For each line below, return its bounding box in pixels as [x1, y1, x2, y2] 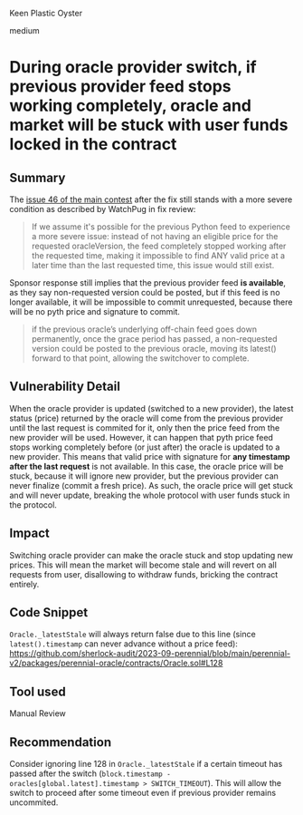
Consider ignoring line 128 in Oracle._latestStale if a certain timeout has [9, 759, 283, 770]
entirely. [9, 578, 40, 589]
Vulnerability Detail [9, 379, 120, 394]
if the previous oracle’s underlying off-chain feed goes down [31, 324, 258, 335]
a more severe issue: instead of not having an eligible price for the [31, 231, 279, 241]
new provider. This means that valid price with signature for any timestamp [9, 451, 291, 461]
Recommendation [9, 734, 111, 750]
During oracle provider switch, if [9, 57, 257, 78]
